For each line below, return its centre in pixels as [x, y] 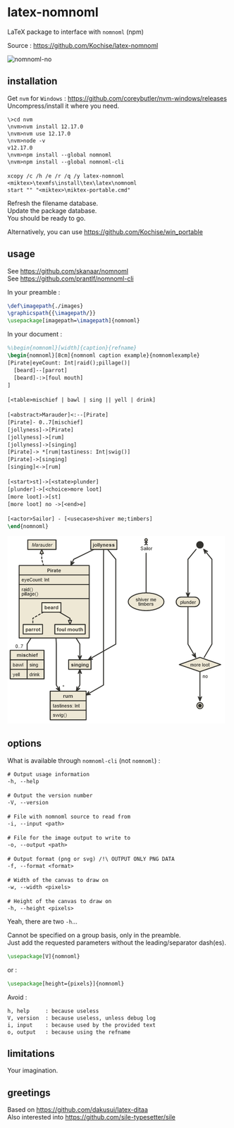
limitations [31, 1054]
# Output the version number [50, 795]
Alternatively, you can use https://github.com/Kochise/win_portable [105, 232]
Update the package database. [52, 210]
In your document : [35, 334]
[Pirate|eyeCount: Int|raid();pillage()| [69, 363]
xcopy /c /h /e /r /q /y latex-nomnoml [66, 176]
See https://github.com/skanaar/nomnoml [68, 271]
